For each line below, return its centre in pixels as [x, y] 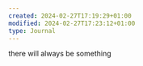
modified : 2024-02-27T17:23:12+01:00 [72, 23]
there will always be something [60, 54]
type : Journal [32, 31]
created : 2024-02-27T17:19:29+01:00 [70, 16]
